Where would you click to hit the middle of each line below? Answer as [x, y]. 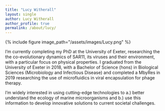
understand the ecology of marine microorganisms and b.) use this [73, 98]
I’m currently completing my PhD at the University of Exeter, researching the [82, 52]
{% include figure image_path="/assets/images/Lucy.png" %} [68, 42]
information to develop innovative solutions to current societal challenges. [80, 103]
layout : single [21, 14]
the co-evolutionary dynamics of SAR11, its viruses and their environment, [80, 57]
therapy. [14, 83]
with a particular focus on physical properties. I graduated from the [73, 62]
